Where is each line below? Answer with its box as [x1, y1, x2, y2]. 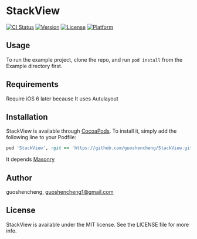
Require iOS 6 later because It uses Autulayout [6, 95, 118, 102]
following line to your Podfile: [6, 134, 77, 141]
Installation [6, 112, 48, 122]
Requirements [6, 79, 59, 89]
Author [6, 173, 32, 183]
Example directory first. [6, 62, 63, 69]
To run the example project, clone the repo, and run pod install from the [6, 56, 183, 63]
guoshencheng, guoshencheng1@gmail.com [6, 188, 114, 196]
